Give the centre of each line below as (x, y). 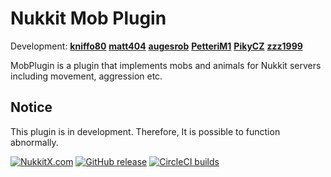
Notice (31, 107)
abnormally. (34, 142)
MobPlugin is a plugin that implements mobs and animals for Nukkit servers (166, 65)
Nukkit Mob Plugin (88, 18)
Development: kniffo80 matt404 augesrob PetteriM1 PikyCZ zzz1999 (156, 46)
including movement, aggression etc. (86, 76)
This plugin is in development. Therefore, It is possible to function (145, 131)
